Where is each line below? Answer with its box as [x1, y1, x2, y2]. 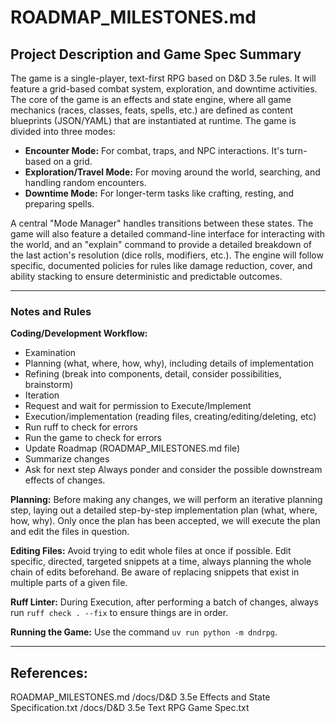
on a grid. [53, 156, 93, 167]
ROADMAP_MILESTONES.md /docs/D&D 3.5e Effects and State [10, 691, 271, 703]
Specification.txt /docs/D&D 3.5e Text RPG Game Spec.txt [10, 702, 250, 714]
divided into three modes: [10, 126, 116, 137]
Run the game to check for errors [24, 432, 163, 444]
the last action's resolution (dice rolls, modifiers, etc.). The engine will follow [10, 249, 324, 261]
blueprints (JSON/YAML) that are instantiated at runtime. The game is [10, 115, 297, 126]
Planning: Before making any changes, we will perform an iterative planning [10, 494, 323, 506]
